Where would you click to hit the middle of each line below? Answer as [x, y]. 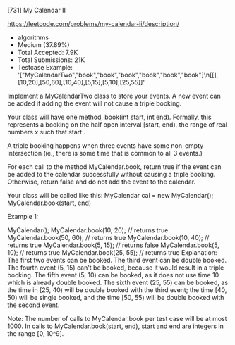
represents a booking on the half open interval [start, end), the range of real [117, 125]
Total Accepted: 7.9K [48, 52]
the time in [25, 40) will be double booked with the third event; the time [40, [117, 290]
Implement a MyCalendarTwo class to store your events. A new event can [114, 96]
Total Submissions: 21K [51, 60]
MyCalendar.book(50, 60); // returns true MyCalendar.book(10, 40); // [108, 238]
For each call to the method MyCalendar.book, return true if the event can [114, 167]
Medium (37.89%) [43, 45]
